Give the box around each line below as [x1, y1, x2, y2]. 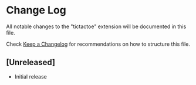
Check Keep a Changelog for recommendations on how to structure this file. [6, 40, 191, 47]
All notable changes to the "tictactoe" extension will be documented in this [6, 23, 187, 30]
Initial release [14, 73, 47, 80]
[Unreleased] [6, 57, 56, 67]
